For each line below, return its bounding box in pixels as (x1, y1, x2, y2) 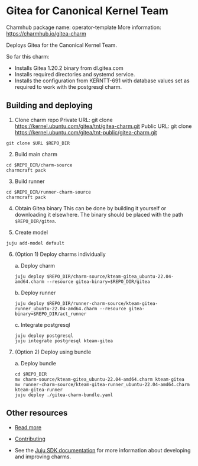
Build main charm (14, 150, 58, 158)
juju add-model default (6, 240, 65, 246)
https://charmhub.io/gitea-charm (6, 30, 87, 37)
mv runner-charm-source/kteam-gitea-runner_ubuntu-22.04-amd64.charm (14, 381, 190, 387)
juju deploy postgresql (14, 333, 74, 339)
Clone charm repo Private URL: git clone (14, 116, 113, 123)
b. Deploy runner (14, 289, 56, 296)
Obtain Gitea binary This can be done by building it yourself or (14, 204, 167, 211)
